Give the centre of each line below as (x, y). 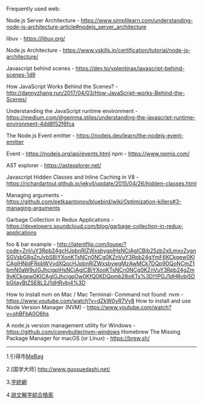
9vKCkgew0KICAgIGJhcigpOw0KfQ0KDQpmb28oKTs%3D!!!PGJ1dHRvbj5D (101, 276)
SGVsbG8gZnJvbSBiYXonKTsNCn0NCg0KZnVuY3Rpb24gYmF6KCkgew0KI (101, 257)
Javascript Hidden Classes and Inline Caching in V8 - (72, 177)
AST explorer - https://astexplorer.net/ (54, 165)
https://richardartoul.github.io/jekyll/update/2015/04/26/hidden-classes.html (101, 183)
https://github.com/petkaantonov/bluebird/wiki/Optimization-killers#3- (94, 201)
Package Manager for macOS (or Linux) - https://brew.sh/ (78, 338)
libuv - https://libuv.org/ (36, 38)
